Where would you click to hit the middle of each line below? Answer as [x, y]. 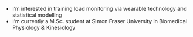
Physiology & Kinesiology [44, 27]
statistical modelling [37, 15]
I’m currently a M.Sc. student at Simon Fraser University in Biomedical [99, 21]
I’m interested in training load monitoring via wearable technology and [99, 9]
